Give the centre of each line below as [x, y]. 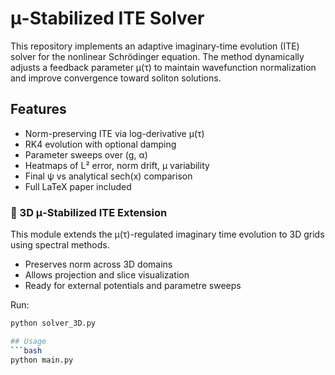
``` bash [26, 350]
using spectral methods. [60, 245]
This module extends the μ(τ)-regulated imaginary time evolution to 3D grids [167, 234]
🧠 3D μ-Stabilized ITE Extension [89, 212]
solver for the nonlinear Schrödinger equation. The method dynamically [157, 56]
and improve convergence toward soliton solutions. [116, 78]
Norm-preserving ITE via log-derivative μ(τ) [114, 133]
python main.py [42, 360]
